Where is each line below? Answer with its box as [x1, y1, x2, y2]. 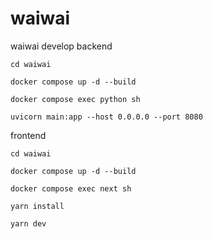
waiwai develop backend [10, 40, 113, 52]
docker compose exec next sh [10, 183, 132, 194]
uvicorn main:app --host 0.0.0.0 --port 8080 [10, 112, 203, 122]
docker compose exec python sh [10, 94, 141, 104]
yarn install [10, 201, 65, 211]
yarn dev [10, 218, 47, 229]
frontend [10, 129, 47, 141]
